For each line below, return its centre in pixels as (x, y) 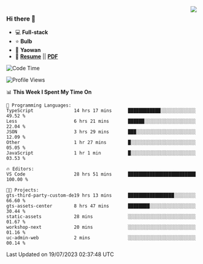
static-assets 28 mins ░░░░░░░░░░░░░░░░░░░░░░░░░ (101, 217)
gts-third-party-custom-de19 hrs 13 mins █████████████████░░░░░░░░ (101, 196)
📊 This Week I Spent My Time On (49, 92)
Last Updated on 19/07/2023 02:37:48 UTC (60, 254)
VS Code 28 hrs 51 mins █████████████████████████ (101, 174)
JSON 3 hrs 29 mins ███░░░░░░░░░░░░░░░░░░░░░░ (101, 132)
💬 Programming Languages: (39, 105)
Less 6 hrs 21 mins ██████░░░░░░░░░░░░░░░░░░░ (101, 121)
